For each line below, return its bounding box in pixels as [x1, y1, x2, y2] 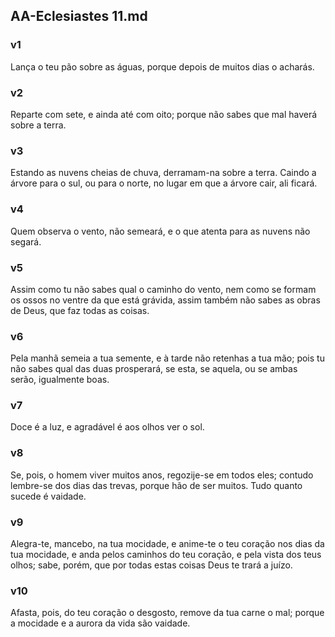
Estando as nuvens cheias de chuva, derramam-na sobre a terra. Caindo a [10, 167, 317, 179]
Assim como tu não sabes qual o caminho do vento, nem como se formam [10, 283, 317, 295]
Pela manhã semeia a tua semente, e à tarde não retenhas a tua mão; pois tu [10, 352, 325, 364]
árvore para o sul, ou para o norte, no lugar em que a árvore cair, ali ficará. [10, 177, 318, 189]
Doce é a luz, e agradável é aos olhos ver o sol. [10, 421, 205, 433]
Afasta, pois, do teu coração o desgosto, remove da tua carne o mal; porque [10, 607, 325, 619]
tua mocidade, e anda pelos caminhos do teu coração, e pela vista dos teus [10, 549, 322, 561]
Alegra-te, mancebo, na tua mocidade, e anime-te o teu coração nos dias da [10, 538, 325, 550]
